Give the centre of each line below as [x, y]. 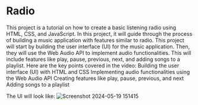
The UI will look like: [31, 96]
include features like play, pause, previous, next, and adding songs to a [93, 59]
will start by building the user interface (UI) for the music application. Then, [98, 47]
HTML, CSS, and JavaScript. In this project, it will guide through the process [99, 33]
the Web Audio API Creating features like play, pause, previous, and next [95, 78]
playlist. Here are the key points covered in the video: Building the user [93, 65]
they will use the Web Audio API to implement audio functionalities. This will [99, 52]
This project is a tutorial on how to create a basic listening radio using [91, 27]
